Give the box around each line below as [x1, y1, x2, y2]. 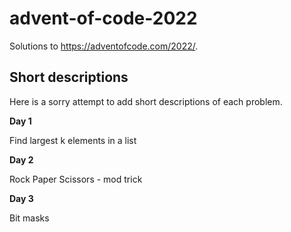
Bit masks [9, 212, 50, 224]
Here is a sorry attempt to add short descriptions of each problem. [9, 95, 283, 107]
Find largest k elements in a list [9, 134, 137, 146]
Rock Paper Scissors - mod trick [9, 173, 143, 185]
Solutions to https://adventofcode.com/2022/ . [9, 40, 199, 52]
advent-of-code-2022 [9, 7, 198, 30]
